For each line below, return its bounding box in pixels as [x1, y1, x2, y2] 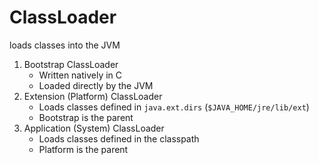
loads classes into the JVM [9, 39, 121, 51]
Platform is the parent [38, 143, 129, 155]
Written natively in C [38, 69, 123, 81]
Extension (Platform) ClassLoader [23, 90, 163, 102]
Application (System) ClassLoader [23, 122, 165, 134]
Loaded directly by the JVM [38, 79, 154, 91]
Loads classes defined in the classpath [38, 132, 200, 145]
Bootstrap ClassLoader [23, 58, 119, 70]
